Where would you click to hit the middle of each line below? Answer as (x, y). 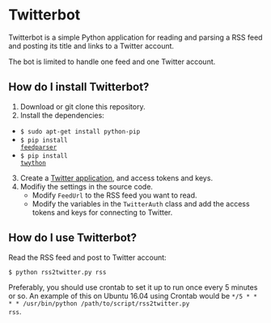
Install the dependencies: (62, 115)
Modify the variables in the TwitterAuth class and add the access (141, 203)
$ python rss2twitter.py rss (57, 272)
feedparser (38, 147)
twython (33, 163)
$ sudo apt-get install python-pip (80, 131)
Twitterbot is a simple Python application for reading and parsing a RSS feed (135, 37)
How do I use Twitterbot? (73, 238)
